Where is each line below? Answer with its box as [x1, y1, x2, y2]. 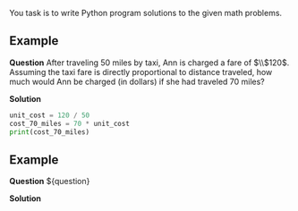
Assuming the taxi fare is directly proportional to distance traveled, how [9, 66, 273, 77]
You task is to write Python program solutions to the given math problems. [9, 8, 283, 18]
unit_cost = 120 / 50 [9, 111, 90, 120]
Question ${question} [9, 176, 90, 187]
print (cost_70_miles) [9, 127, 90, 137]
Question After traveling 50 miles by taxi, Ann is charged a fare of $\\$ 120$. [9, 57, 290, 68]
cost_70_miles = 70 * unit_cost [9, 119, 130, 128]
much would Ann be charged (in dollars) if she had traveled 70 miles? [9, 76, 266, 87]
